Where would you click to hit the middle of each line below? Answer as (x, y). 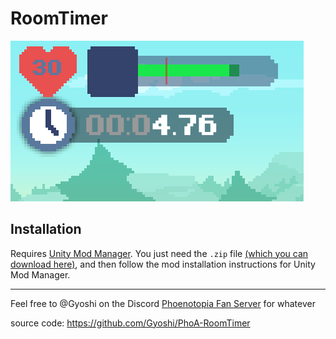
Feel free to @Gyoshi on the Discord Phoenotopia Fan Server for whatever (163, 303)
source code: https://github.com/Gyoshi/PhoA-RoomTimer (130, 323)
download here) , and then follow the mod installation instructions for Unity (163, 264)
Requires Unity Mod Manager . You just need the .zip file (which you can (159, 253)
